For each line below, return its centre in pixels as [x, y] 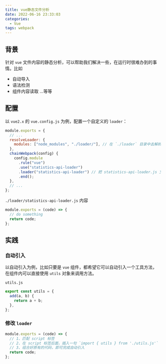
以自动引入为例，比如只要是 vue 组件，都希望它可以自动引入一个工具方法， [81, 267]
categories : [17, 19]
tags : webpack [20, 28]
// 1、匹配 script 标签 [32, 339]
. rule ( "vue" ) [32, 163]
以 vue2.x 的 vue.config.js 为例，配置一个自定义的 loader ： [66, 121]
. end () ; [26, 177]
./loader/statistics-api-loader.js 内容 [47, 200]
